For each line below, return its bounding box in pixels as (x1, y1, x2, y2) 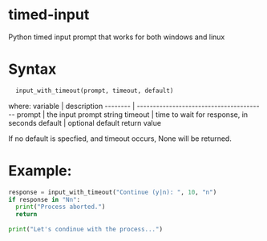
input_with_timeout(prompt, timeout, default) (15, 86, 174, 94)
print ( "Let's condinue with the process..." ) (8, 226, 163, 234)
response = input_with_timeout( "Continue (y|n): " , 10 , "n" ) (8, 188, 217, 196)
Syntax (8, 60, 57, 78)
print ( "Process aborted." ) (15, 203, 106, 211)
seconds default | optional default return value (8, 118, 162, 127)
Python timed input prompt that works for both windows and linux (8, 32, 225, 42)
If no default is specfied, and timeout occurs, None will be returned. (8, 134, 233, 143)
